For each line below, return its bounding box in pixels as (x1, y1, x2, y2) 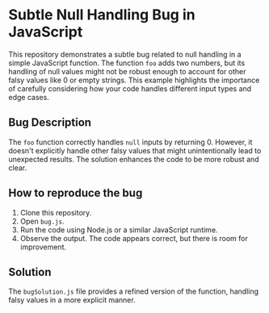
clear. (8, 163, 27, 173)
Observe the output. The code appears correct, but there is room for (19, 233, 249, 243)
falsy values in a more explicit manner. (8, 295, 136, 305)
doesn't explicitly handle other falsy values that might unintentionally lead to (8, 145, 262, 155)
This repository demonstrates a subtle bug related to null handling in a (8, 49, 242, 59)
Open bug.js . (19, 216, 65, 226)
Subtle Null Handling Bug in (8, 6, 195, 24)
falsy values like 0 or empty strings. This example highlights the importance (8, 75, 260, 85)
